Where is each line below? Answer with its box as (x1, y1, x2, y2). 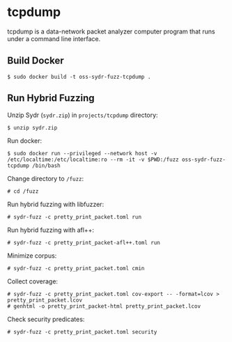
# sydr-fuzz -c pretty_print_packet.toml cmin (7, 265, 145, 272)
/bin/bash (32, 162, 61, 169)
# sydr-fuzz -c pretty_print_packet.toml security (7, 328, 157, 335)
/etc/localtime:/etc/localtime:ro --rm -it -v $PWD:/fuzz (7, 156, 179, 163)
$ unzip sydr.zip (7, 124, 58, 131)
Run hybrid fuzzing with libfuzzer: (7, 200, 105, 208)
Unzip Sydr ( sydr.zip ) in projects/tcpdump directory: (7, 111, 158, 119)
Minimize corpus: (7, 251, 57, 260)
